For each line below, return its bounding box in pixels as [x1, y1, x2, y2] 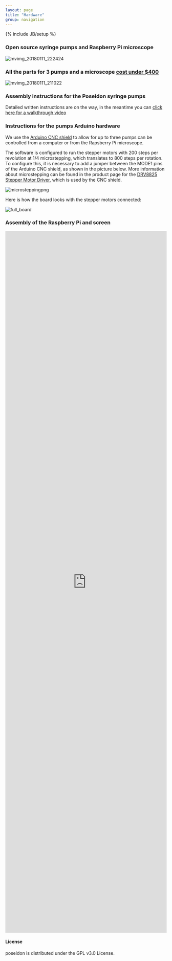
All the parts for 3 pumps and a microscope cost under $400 [5, 68, 159, 75]
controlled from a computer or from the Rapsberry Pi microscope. [5, 139, 144, 146]
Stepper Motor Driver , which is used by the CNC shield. [5, 177, 122, 183]
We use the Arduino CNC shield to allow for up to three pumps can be [5, 134, 153, 140]
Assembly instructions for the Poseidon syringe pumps [5, 93, 146, 100]
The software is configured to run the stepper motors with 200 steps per [5, 149, 159, 156]
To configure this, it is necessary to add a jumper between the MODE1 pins [5, 160, 163, 166]
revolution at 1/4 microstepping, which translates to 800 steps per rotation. [5, 155, 163, 161]
